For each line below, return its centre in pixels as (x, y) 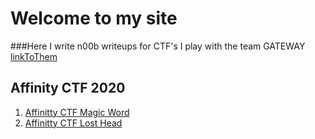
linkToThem (34, 56)
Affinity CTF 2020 (68, 88)
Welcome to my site (94, 18)
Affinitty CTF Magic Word (77, 112)
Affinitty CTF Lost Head (73, 123)
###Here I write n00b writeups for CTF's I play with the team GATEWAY (158, 46)
